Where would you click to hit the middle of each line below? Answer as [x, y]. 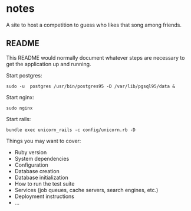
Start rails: [19, 119]
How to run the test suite [45, 184]
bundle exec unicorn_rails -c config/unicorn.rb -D [71, 130]
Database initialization [42, 177]
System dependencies [42, 158]
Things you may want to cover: [44, 141]
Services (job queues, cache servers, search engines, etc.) [86, 190]
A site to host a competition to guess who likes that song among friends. [94, 25]
